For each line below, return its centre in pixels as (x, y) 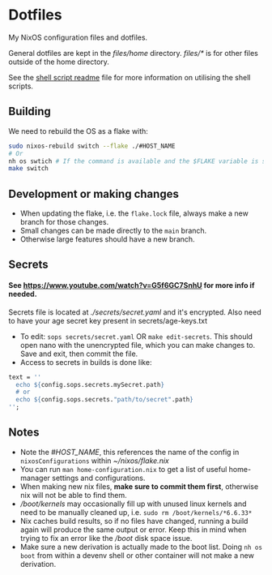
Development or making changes (94, 193)
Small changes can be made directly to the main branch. (113, 231)
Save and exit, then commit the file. (79, 354)
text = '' (25, 377)
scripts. (21, 86)
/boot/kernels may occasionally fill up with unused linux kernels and (133, 504)
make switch (28, 169)
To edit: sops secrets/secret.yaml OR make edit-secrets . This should (136, 336)
